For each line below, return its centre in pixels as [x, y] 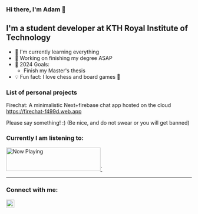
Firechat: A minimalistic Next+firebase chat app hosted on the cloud [89, 105]
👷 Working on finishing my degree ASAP [64, 58]
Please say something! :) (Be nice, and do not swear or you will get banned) [98, 123]
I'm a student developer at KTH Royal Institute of [97, 29]
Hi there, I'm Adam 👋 [36, 9]
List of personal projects [42, 92]
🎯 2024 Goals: [32, 64]
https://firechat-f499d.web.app [44, 112]
